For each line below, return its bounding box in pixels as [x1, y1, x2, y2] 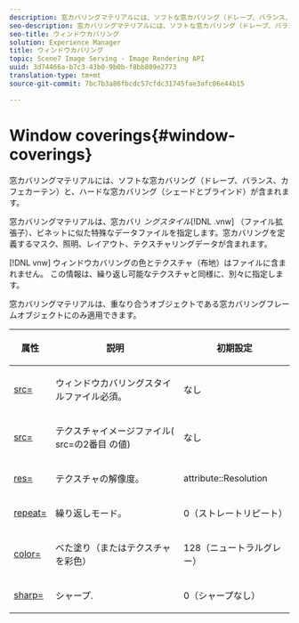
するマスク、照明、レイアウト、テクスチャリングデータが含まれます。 [16, 238, 272, 249]
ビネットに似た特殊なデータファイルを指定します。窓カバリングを [36, 227, 278, 238]
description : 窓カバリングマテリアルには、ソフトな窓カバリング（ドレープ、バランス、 [9, 12, 292, 22]
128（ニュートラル [183, 541, 264, 554]
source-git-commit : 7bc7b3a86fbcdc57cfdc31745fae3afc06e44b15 [9, 79, 245, 88]
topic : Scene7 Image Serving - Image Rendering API [9, 54, 205, 63]
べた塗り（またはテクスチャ [54, 541, 172, 554]
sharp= [13, 588, 44, 601]
